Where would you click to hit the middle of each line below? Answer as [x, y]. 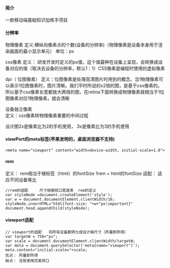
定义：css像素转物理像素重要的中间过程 [47, 116]
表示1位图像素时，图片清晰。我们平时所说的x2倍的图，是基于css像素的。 [86, 86]
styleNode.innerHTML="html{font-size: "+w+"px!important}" [69, 204]
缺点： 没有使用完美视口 [27, 261]
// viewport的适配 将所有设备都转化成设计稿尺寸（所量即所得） [67, 232]
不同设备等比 [23, 180]
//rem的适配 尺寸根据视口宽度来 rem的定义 [51, 190]
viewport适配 [20, 220]
